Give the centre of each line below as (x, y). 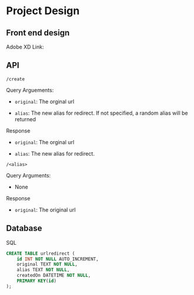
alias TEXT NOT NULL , (43, 270)
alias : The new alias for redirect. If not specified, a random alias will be (101, 113)
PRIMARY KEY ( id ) (37, 281)
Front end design (38, 33)
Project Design (43, 11)
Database (24, 228)
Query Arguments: (29, 175)
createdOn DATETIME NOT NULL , (54, 275)
